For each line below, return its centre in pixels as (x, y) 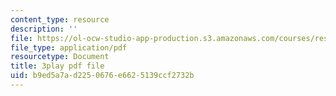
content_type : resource (60, 19)
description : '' (44, 29)
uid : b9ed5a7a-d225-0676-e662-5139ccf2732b (102, 76)
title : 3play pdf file (57, 66)
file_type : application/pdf (69, 47)
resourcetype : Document (60, 57)
